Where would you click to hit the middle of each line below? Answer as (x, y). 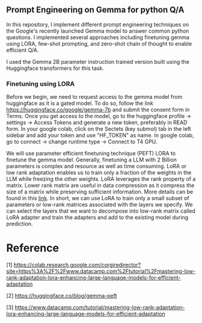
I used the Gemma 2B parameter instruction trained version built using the (98, 61)
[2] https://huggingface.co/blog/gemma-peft (62, 296)
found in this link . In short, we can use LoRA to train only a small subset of (98, 198)
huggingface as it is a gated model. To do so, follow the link (80, 103)
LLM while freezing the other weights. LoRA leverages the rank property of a (101, 179)
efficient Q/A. (23, 50)
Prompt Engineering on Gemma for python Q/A (95, 10)
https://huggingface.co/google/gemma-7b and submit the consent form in (98, 110)
